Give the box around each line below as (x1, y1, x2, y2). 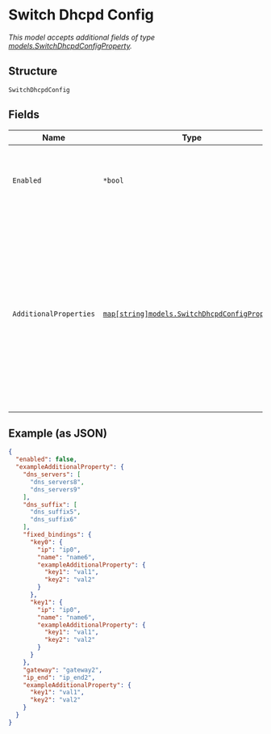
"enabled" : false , (15, 455, 78, 464)
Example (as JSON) (8, 426, 107, 440)
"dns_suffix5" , (29, 508, 81, 517)
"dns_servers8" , (29, 478, 85, 486)
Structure (8, 65, 58, 78)
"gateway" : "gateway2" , (23, 665, 103, 674)
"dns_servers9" (29, 485, 81, 494)
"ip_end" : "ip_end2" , (23, 673, 95, 681)
